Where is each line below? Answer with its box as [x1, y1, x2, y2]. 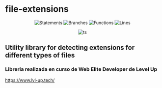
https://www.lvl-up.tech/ [5, 77, 55, 83]
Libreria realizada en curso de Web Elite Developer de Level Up [5, 66, 158, 73]
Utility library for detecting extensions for [5, 43, 135, 52]
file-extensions [5, 3, 69, 15]
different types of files [5, 51, 75, 59]
